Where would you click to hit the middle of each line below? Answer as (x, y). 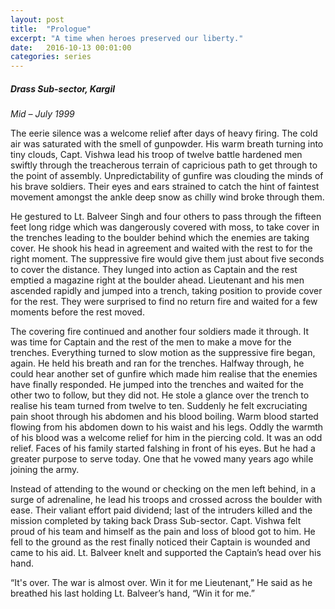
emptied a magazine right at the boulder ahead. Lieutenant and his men (157, 280)
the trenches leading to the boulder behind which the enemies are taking (160, 238)
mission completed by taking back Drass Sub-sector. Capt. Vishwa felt (156, 521)
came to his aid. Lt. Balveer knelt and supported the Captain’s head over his (166, 553)
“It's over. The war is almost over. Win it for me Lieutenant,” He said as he (161, 583)
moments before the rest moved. (77, 312)
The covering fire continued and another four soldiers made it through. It (160, 332)
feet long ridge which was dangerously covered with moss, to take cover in (165, 227)
